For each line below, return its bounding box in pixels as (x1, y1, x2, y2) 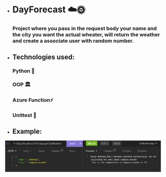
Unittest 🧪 (12, 112, 37, 119)
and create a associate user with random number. (12, 38, 134, 45)
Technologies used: (12, 53, 75, 61)
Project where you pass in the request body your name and (12, 25, 157, 32)
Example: (12, 127, 42, 135)
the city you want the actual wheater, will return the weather (12, 31, 160, 38)
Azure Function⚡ (12, 97, 53, 104)
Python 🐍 (12, 67, 35, 74)
